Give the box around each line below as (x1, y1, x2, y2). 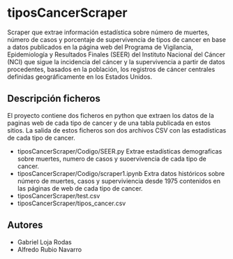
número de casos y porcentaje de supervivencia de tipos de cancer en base (7, 35, 227, 43)
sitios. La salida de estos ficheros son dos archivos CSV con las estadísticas (7, 126, 227, 134)
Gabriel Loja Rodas (17, 237, 72, 246)
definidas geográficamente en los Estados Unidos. (7, 72, 152, 81)
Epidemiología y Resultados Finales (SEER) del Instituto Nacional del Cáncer (7, 50, 225, 59)
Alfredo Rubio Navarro (17, 245, 82, 253)
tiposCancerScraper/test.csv (17, 191, 100, 200)
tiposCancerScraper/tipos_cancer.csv (17, 199, 126, 207)
